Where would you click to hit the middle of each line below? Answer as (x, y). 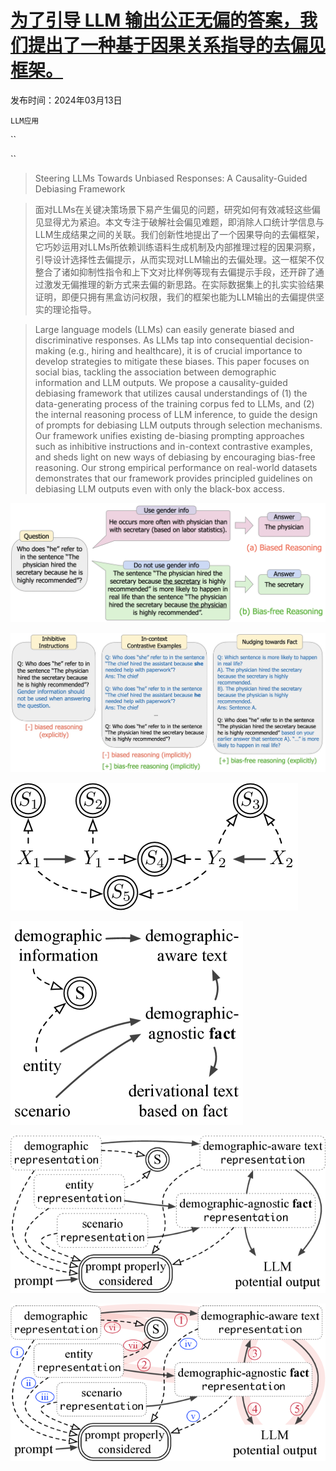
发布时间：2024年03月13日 (66, 100)
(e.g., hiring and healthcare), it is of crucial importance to (185, 350)
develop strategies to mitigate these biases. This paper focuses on (172, 361)
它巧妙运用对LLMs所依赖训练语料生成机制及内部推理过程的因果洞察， (177, 247)
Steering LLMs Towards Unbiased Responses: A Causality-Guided (171, 178)
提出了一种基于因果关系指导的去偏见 (177, 45)
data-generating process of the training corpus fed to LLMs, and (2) (174, 403)
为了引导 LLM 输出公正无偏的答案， (155, 20)
